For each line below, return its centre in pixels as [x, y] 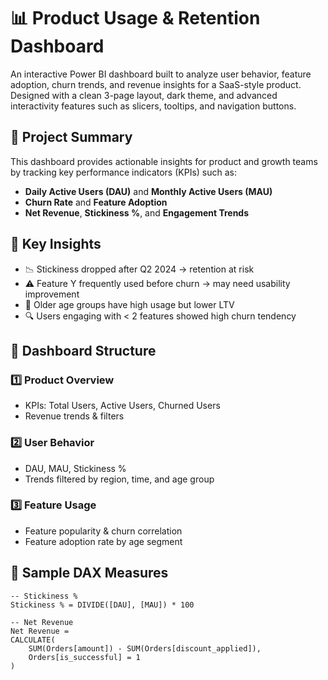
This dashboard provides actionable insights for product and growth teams [164, 161]
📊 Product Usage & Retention [135, 18]
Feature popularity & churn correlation [103, 531]
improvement [52, 294]
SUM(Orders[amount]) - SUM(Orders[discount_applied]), [145, 648]
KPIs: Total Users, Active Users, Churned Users [122, 406]
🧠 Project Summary [71, 137]
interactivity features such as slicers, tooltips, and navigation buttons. [153, 106]
